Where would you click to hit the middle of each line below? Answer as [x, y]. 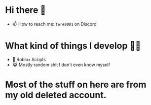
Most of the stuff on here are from [76, 85]
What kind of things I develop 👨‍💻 [73, 46]
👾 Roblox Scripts [29, 59]
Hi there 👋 [25, 10]
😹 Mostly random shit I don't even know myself [61, 65]
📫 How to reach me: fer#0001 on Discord [55, 24]
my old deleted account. [56, 95]
